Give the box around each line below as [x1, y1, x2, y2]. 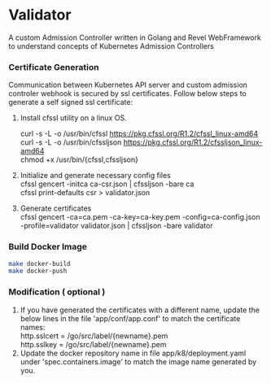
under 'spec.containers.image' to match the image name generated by [20, 356, 257, 367]
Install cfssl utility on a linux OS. [20, 113, 128, 123]
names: [20, 322, 46, 332]
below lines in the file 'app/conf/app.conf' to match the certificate [20, 313, 241, 323]
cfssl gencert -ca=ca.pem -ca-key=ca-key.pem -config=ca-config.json [20, 212, 260, 222]
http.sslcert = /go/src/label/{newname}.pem [20, 331, 168, 341]
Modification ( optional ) [8, 286, 106, 298]
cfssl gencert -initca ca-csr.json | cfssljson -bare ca [20, 179, 195, 189]
